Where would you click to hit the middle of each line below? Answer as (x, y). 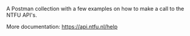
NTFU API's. (22, 15)
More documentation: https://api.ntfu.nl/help (62, 27)
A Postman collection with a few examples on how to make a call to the (95, 9)
